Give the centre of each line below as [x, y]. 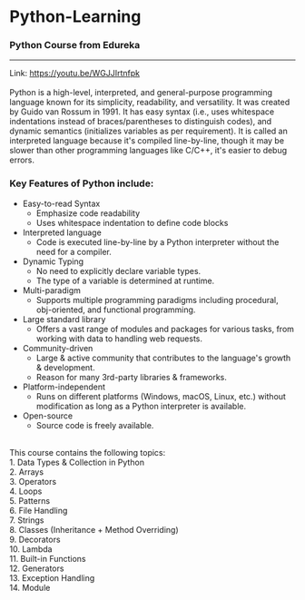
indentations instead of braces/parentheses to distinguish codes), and [141, 122]
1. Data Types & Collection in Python [77, 462]
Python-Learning [75, 17]
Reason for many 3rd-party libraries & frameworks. [131, 377]
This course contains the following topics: [88, 452]
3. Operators [33, 481]
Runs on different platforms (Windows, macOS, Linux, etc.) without [161, 396]
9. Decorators [35, 539]
